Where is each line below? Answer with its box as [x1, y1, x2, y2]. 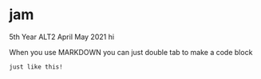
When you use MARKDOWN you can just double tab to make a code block [9, 47, 253, 57]
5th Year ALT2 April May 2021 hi [9, 32, 115, 41]
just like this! [9, 62, 63, 71]
